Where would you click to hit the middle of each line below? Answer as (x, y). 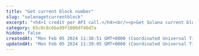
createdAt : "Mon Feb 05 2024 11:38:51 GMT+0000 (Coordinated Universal (96, 38)
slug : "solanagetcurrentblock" (45, 17)
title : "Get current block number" (50, 11)
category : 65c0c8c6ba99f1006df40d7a (51, 28)
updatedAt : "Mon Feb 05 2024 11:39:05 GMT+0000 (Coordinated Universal (96, 44)
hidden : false (24, 33)
